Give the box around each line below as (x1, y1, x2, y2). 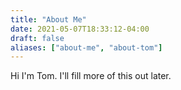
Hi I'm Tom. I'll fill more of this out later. (10, 70, 172, 82)
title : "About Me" (10, 14, 87, 25)
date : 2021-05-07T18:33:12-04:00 (10, 24, 150, 34)
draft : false (10, 33, 65, 43)
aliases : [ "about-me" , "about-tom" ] (10, 42, 163, 53)
